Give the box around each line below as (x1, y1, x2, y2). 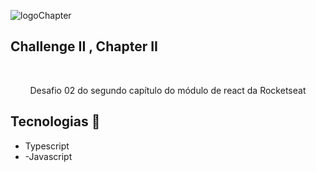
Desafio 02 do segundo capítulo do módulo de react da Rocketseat (29, 84, 307, 96)
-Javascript (24, 150, 73, 162)
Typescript (24, 140, 70, 152)
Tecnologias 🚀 (10, 113, 101, 130)
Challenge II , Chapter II (10, 38, 158, 55)
